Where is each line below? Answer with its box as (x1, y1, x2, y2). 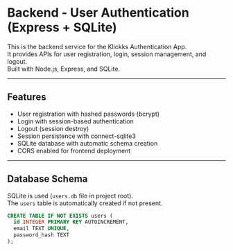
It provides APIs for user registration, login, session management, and (7, 50, 207, 58)
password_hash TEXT (13, 232, 70, 239)
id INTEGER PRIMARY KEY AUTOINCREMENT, (13, 218, 129, 226)
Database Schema (7, 173, 88, 185)
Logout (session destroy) (17, 124, 89, 132)
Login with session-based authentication (17, 116, 134, 125)
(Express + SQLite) (7, 19, 117, 35)
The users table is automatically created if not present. (7, 199, 163, 207)
